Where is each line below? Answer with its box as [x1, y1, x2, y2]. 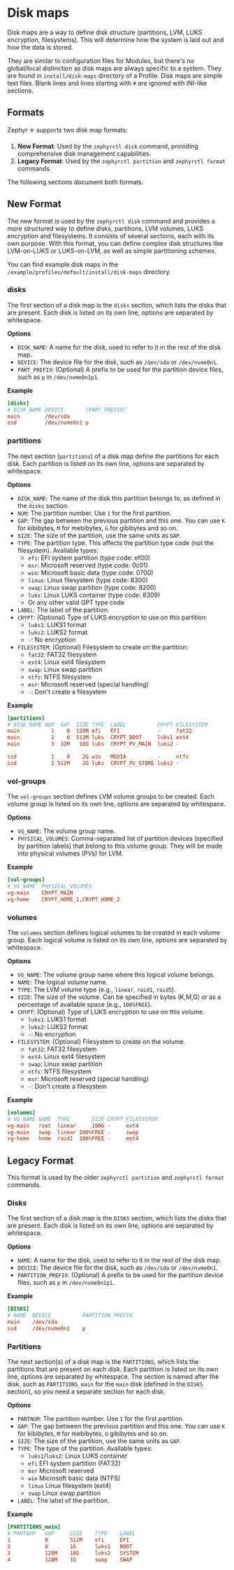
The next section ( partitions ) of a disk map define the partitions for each [7, 452, 219, 460]
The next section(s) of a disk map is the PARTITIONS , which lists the [7, 1358, 199, 1366]
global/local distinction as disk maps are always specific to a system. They [7, 64, 222, 72]
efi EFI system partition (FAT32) [27, 1459, 121, 1468]
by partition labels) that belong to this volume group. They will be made [17, 842, 223, 851]
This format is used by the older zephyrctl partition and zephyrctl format [7, 1173, 225, 1182]
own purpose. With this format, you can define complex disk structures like [7, 239, 224, 247]
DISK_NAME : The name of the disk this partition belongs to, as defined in [17, 494, 221, 502]
